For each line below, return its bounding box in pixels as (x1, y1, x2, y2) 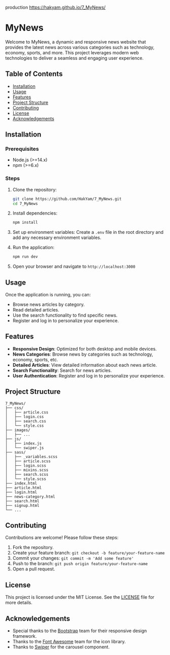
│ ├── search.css (5, 419, 47, 424)
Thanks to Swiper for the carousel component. (12, 644, 110, 650)
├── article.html (5, 485, 42, 490)
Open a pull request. (12, 566, 56, 572)
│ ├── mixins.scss (5, 467, 49, 472)
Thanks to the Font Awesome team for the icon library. (12, 639, 126, 645)
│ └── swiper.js (5, 445, 44, 451)
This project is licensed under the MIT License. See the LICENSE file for (5, 594, 155, 600)
